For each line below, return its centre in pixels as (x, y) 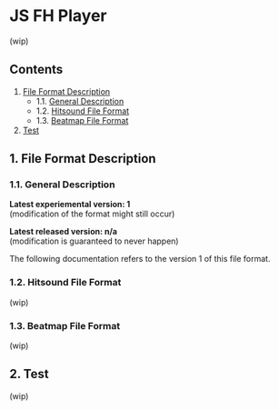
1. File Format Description (83, 159)
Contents (36, 70)
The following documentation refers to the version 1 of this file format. (140, 259)
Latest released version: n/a (64, 232)
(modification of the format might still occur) (92, 214)
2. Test (29, 374)
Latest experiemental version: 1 (70, 205)
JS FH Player (58, 16)
